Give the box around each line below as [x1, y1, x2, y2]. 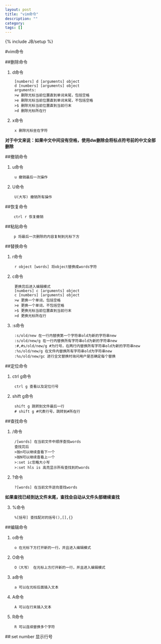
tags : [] [5, 25, 23, 30]
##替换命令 [5, 243, 28, 249]
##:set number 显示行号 [5, 634, 53, 640]
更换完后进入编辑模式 [14, 284, 51, 289]
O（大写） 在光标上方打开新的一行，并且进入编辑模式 [14, 565, 106, 570]
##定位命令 [5, 363, 28, 369]
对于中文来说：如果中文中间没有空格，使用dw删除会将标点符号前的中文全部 [5, 137, 156, 143]
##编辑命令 [5, 525, 28, 530]
